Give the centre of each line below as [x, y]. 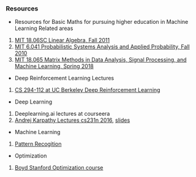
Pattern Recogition [38, 144]
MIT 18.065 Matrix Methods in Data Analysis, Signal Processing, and [101, 60]
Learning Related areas [44, 28]
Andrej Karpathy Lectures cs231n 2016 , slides [72, 120]
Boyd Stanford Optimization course [59, 168]
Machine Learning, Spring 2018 [54, 66]
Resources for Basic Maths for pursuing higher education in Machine [101, 22]
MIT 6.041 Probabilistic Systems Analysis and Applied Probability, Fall [102, 47]
